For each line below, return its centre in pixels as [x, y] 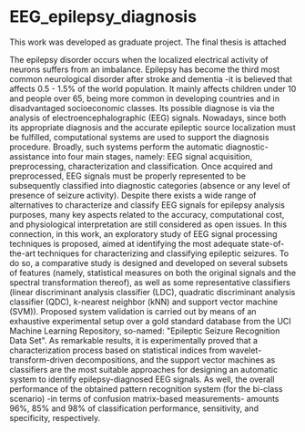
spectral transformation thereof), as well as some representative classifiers [150, 282]
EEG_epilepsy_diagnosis [103, 17]
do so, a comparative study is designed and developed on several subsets [149, 262]
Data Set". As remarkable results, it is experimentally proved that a [133, 340]
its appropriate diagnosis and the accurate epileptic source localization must [152, 127]
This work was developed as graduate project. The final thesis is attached [148, 42]
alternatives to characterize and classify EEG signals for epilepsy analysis [147, 205]
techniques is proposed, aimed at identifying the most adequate [129, 243]
